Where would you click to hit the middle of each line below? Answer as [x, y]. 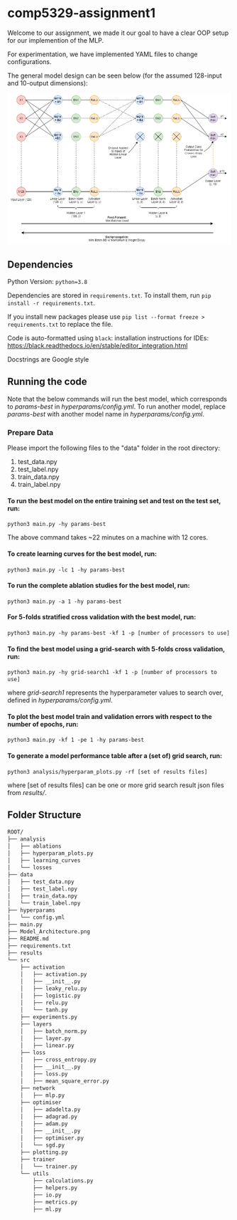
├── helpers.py [55, 1188]
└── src [19, 960]
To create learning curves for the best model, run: [82, 554]
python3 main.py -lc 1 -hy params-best [66, 570]
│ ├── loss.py [44, 1074]
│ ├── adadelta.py [50, 1110]
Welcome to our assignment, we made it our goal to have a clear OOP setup [118, 33]
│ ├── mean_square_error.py [65, 1081]
